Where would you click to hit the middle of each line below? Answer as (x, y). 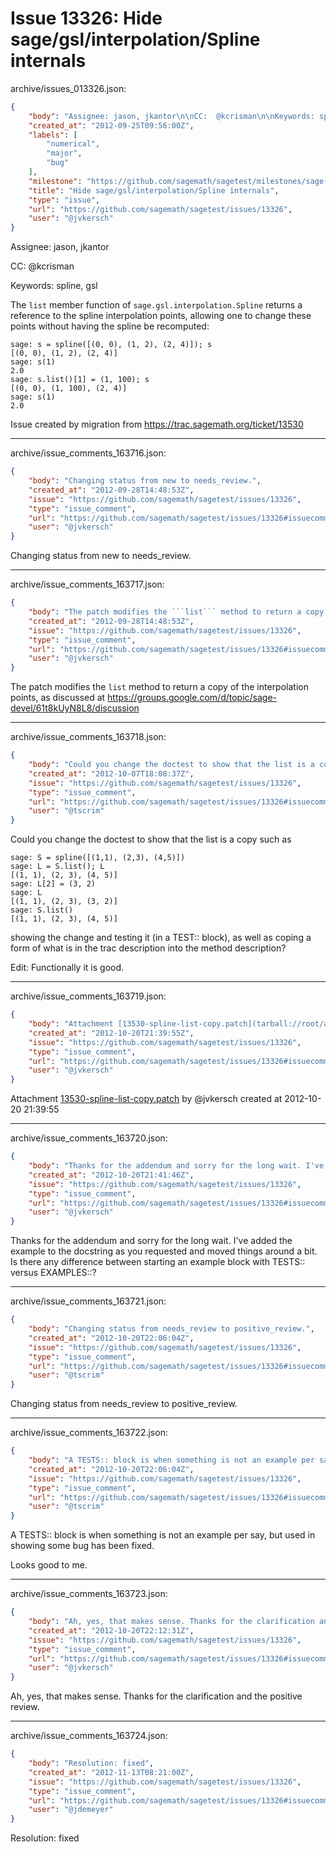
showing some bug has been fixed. (82, 1546)
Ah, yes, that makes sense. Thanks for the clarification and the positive (156, 1696)
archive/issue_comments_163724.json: (89, 1736)
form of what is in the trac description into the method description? (148, 948)
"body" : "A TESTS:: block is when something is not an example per (171, 1460)
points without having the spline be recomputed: (110, 326)
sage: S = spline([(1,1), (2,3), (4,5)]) (98, 858)
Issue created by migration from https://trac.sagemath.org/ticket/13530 (157, 424)
